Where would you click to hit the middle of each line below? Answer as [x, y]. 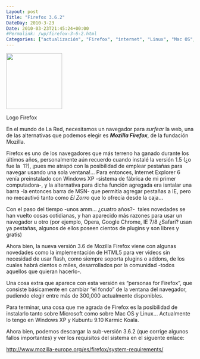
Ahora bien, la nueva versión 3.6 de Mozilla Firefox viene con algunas [91, 246]
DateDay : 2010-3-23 [30, 23]
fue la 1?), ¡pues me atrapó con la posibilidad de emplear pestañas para [94, 166]
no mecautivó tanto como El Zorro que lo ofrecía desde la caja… [85, 198]
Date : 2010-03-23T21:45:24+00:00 [48, 28]
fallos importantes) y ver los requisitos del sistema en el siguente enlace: [95, 338]
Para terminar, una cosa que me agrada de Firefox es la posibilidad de [92, 307]
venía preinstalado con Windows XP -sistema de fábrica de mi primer [91, 179]
